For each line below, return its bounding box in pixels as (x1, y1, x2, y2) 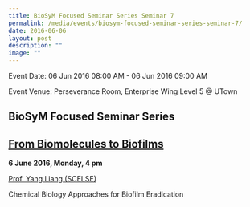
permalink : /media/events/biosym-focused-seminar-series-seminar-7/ (8, 19, 243, 27)
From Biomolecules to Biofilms (8, 137, 164, 151)
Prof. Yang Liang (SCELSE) (8, 174, 97, 184)
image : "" (8, 49, 42, 57)
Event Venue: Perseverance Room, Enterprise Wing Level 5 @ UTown (8, 87, 238, 96)
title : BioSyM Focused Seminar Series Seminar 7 (8, 11, 174, 20)
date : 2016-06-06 (8, 26, 67, 34)
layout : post (8, 34, 52, 43)
